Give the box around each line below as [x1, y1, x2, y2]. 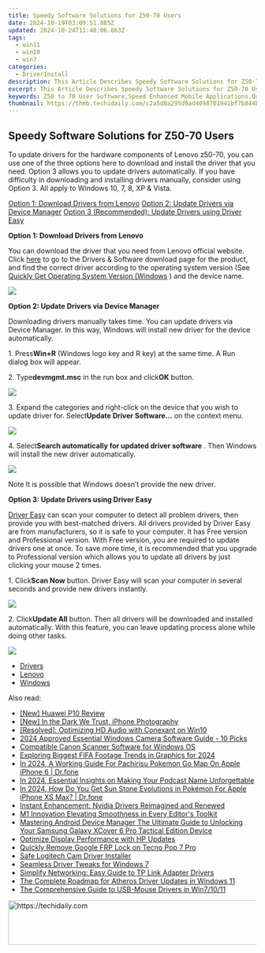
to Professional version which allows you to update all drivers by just [8, 552, 231, 561]
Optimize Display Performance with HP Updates [19, 834, 176, 843]
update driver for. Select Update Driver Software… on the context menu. [8, 411, 244, 420]
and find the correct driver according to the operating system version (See [8, 262, 250, 272]
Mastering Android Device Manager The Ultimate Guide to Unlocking [19, 817, 243, 827]
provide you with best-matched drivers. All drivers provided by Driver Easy [8, 518, 251, 527]
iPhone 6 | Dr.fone [19, 767, 79, 776]
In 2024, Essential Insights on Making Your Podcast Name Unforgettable [19, 775, 255, 785]
